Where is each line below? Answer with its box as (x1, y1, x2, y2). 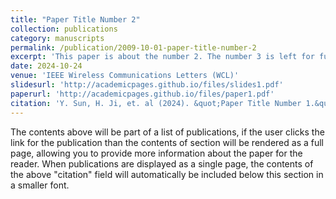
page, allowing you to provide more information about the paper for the (10, 147, 303, 159)
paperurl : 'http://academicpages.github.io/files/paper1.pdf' (10, 89, 275, 99)
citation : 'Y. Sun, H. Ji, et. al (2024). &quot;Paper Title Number (10, 98, 302, 108)
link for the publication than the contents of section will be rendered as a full (10, 136, 324, 148)
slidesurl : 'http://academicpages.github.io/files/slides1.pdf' (10, 80, 284, 90)
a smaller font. (10, 179, 70, 191)
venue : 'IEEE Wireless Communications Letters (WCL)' (10, 71, 240, 81)
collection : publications (10, 24, 118, 34)
